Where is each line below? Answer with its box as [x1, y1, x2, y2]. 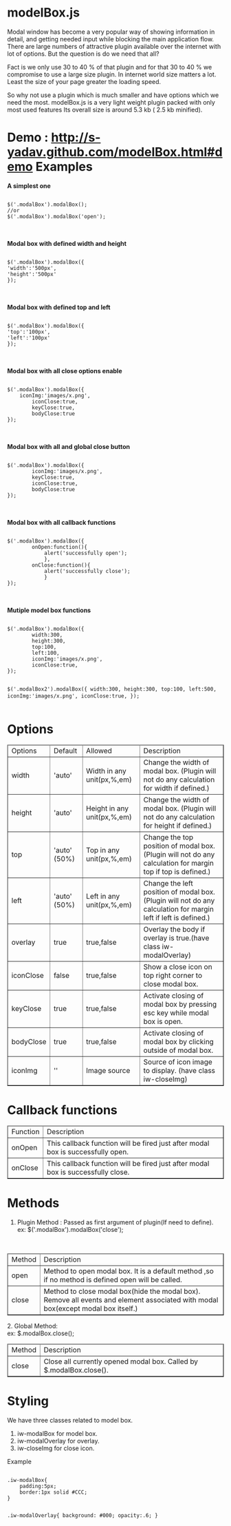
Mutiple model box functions [7, 606, 91, 614]
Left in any [85, 891, 120, 901]
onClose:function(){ [32, 561, 91, 569]
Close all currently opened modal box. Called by [43, 1357, 198, 1366]
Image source [85, 1065, 131, 1075]
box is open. [143, 1016, 184, 1026]
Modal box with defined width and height [7, 239, 127, 247]
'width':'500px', [7, 264, 57, 271]
